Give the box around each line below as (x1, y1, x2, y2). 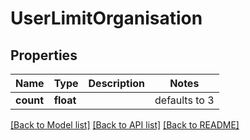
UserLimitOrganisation (10, 7, 203, 30)
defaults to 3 (154, 93, 215, 107)
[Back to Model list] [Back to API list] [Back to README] (10, 119, 240, 131)
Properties (10, 47, 78, 64)
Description (88, 77, 145, 90)
